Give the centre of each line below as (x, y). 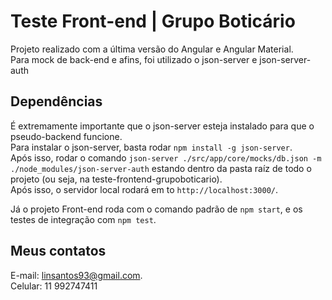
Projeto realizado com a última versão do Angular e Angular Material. (152, 49)
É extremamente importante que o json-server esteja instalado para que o (162, 126)
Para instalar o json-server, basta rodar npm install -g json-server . (151, 147)
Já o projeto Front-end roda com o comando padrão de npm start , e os (156, 209)
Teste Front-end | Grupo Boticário (153, 21)
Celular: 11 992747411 (54, 286)
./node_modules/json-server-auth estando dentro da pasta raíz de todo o (161, 168)
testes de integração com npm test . (83, 219)
